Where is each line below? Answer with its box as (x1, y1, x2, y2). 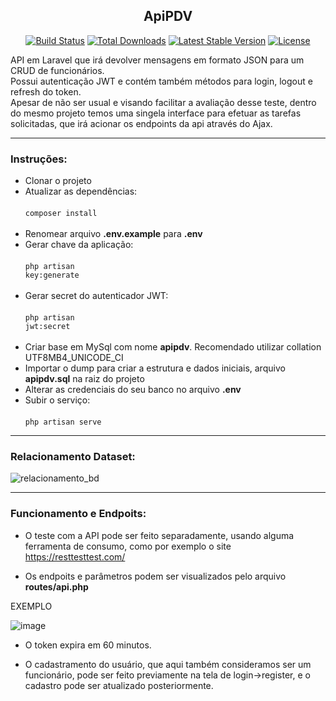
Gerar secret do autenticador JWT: (24, 290, 169, 302)
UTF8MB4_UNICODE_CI (24, 352, 124, 364)
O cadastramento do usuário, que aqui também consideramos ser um (24, 658, 312, 670)
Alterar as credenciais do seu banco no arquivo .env (24, 384, 242, 396)
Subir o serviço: (24, 394, 91, 406)
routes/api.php (24, 580, 89, 593)
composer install (24, 209, 98, 219)
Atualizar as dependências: (24, 185, 138, 198)
